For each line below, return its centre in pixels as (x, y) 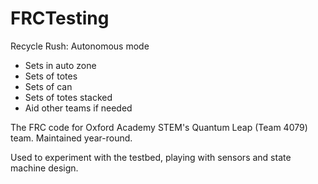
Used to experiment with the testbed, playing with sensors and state (151, 157)
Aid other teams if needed (78, 108)
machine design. (44, 168)
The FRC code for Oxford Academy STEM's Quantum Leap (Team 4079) (159, 127)
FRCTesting (60, 18)
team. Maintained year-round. (71, 138)
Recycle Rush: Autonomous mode (80, 46)
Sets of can (48, 86)
